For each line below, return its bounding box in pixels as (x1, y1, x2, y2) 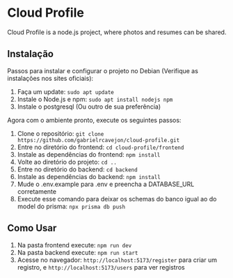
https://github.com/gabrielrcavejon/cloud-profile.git (17, 137, 180, 144)
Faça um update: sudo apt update (17, 87, 115, 95)
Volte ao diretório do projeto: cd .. (17, 157, 117, 166)
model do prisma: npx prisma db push (17, 202, 126, 210)
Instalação (7, 48, 54, 60)
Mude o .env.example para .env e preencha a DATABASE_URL (17, 180, 195, 188)
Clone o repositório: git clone (17, 129, 104, 137)
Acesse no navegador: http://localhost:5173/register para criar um (17, 256, 218, 264)
